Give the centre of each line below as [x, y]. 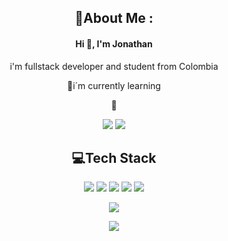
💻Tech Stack [114, 157]
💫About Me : [114, 18]
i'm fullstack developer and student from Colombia [114, 66]
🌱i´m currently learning [114, 85]
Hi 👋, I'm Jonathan [114, 43]
